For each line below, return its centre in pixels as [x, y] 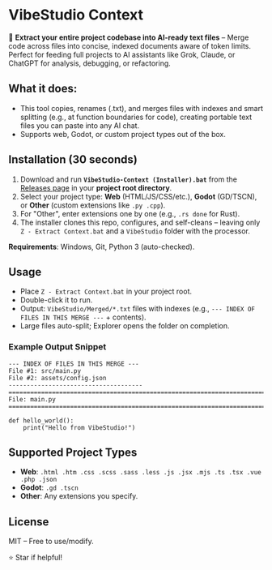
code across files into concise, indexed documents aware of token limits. [130, 45]
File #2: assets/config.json [57, 378]
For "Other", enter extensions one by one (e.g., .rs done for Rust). [130, 213]
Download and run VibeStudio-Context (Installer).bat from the [128, 179]
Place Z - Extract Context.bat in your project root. [106, 291]
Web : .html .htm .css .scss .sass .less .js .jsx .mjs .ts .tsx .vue [140, 472]
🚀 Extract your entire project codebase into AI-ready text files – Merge [129, 37]
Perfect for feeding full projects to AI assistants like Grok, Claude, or [122, 54]
